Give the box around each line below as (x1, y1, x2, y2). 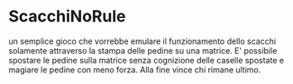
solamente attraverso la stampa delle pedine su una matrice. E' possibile (8, 45, 278, 55)
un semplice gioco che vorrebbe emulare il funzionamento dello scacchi (8, 36, 277, 46)
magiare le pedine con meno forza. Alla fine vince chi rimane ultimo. (8, 64, 261, 75)
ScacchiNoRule (8, 6, 126, 27)
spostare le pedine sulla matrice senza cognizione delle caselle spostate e (8, 55, 285, 65)
